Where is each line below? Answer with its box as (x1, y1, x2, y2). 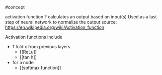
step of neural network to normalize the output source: (5, 19, 117, 25)
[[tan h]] (19, 54, 37, 60)
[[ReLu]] (19, 49, 37, 55)
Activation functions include (5, 34, 63, 40)
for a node (12, 60, 34, 65)
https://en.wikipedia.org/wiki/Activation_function (5, 24, 104, 30)
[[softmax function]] (19, 65, 61, 71)
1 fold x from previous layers (12, 44, 71, 49)
